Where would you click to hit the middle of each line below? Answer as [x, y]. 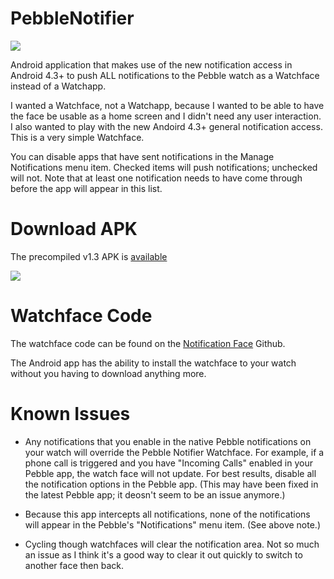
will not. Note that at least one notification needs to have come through [156, 178]
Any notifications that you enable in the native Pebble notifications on [168, 441]
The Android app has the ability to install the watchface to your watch [153, 363]
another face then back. [74, 565]
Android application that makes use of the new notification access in [151, 64]
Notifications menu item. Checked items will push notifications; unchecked [164, 167]
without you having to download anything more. [108, 373]
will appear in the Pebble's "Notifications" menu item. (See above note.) [172, 524]
